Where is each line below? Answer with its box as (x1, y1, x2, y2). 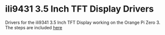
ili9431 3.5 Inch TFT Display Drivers (5, 3, 154, 15)
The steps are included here (5, 24, 63, 30)
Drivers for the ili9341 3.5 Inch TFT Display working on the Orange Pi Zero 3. (5, 19, 161, 25)
